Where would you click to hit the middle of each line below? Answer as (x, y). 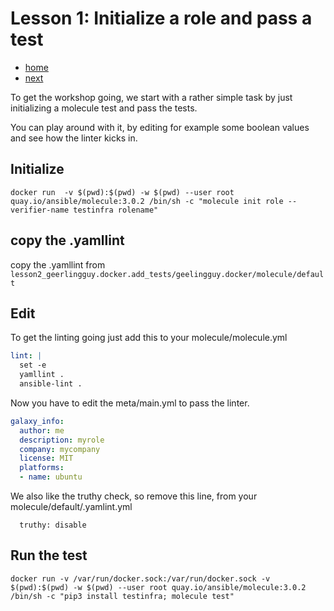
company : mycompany (60, 449)
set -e (33, 365)
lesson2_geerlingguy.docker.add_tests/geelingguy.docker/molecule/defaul (167, 274)
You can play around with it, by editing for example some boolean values (160, 127)
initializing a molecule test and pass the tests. (104, 108)
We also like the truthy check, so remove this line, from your (134, 496)
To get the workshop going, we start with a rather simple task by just (151, 97)
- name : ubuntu (51, 477)
